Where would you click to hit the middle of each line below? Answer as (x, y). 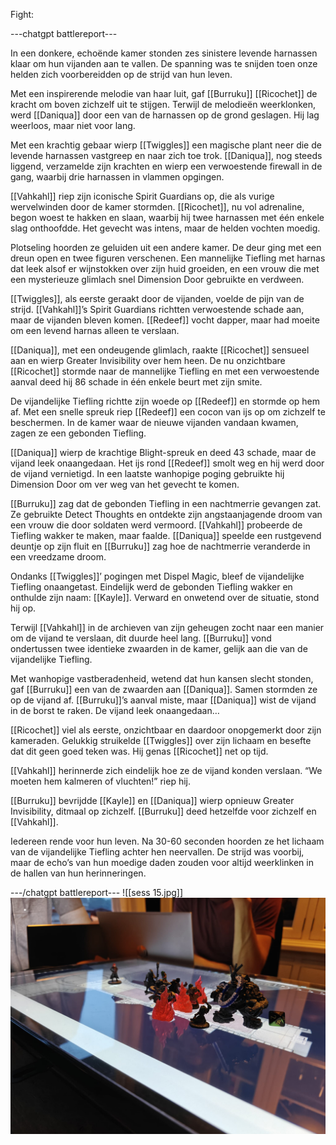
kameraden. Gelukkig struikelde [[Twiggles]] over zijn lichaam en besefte (161, 740)
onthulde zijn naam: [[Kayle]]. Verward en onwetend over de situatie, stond (165, 597)
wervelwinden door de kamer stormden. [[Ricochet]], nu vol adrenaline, (157, 207)
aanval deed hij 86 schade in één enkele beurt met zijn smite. (136, 382)
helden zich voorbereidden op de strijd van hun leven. (121, 74)
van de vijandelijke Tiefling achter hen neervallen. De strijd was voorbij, (157, 852)
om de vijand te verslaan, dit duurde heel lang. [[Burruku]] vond (141, 638)
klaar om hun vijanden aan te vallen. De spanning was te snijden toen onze (164, 63)
